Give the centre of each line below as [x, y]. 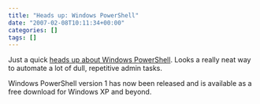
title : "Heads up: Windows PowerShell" [74, 15]
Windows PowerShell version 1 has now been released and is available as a [130, 84]
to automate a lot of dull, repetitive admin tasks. [85, 69]
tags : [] [22, 37]
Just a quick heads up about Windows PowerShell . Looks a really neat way [130, 60]
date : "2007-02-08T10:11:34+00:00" [67, 23]
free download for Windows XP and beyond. [80, 92]
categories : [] [33, 30]
